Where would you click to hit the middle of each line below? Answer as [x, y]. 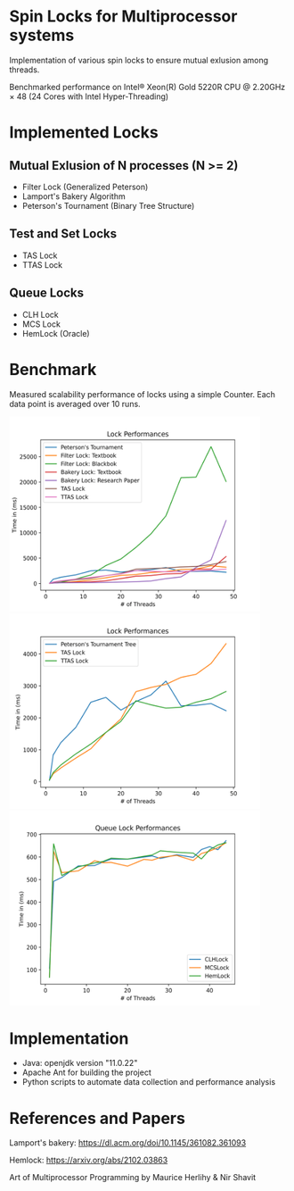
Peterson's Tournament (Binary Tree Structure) [108, 205]
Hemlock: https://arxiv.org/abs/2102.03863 [89, 1160]
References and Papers [97, 1118]
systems [42, 35]
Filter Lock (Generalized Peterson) [85, 187]
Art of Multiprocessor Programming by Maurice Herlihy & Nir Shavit [133, 1178]
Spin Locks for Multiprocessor [123, 17]
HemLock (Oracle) [56, 333]
